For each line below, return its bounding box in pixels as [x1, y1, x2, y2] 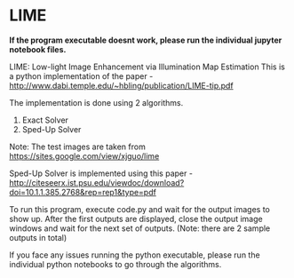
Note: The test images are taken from [9, 141, 147, 152]
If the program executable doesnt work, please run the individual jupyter [9, 35, 282, 45]
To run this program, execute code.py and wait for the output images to [9, 203, 271, 214]
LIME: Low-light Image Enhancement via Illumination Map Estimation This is [9, 61, 286, 72]
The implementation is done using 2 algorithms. [9, 97, 184, 107]
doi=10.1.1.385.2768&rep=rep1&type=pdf [9, 187, 157, 197]
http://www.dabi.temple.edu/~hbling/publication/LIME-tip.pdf [9, 80, 234, 91]
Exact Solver [21, 115, 69, 125]
